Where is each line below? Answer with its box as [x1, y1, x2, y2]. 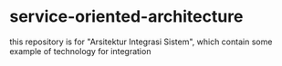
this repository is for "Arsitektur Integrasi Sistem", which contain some [9, 36, 273, 47]
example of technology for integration [9, 45, 151, 56]
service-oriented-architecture [9, 6, 244, 27]
